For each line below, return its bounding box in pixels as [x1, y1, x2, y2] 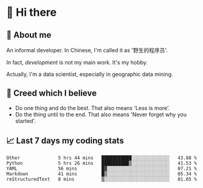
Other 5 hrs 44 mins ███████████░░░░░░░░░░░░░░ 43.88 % [6, 155, 198, 161]
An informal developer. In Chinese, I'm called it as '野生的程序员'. [6, 47, 168, 54]
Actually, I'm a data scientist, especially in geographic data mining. [6, 71, 173, 78]
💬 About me [6, 30, 52, 40]
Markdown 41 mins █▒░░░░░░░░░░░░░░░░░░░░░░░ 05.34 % [6, 170, 198, 177]
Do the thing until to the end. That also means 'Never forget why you [15, 111, 187, 118]
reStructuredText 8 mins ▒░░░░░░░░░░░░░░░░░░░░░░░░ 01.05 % [6, 176, 198, 182]
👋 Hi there [6, 5, 57, 19]
